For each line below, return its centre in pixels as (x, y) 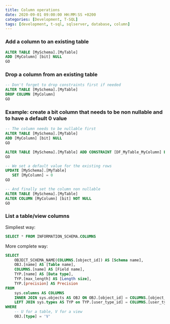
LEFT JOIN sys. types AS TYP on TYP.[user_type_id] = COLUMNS (80, 302)
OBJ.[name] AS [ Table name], (45, 265)
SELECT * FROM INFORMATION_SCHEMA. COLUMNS (51, 236)
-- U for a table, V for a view (48, 312)
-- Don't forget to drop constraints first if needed (63, 85)
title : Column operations (32, 10)
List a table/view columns (37, 216)
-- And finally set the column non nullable (53, 189)
